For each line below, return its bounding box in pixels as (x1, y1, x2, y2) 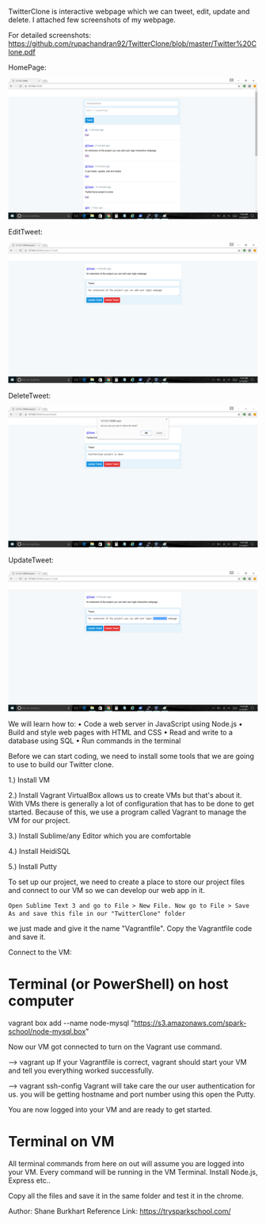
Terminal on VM (8, 1133, 115, 1151)
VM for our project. (8, 816, 70, 825)
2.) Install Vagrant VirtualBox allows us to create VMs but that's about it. (8, 791, 243, 799)
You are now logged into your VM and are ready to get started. (8, 1104, 212, 1114)
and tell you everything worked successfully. (8, 1066, 154, 1075)
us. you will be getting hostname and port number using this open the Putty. (8, 1089, 256, 1099)
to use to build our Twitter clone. (8, 760, 114, 769)
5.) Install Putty (8, 862, 58, 871)
